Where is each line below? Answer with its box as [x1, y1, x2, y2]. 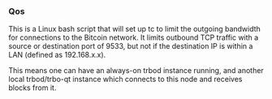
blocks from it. [8, 83, 57, 93]
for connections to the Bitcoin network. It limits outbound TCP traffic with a [8, 32, 259, 42]
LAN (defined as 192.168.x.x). [8, 50, 106, 60]
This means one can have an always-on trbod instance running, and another [8, 66, 264, 75]
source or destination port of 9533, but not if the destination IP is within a [8, 41, 253, 51]
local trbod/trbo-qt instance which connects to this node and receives [8, 75, 243, 84]
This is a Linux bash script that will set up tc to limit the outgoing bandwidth [8, 24, 261, 34]
